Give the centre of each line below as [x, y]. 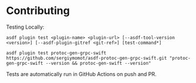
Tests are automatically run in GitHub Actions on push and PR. [82, 74]
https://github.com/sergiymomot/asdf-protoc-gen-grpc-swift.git [87, 58]
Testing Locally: [25, 27]
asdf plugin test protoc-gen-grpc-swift [57, 53]
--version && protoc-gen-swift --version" [98, 63]
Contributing [38, 11]
